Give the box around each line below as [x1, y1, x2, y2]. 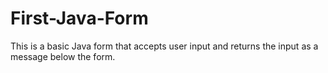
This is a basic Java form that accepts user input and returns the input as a [10, 40, 319, 52]
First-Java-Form [10, 7, 149, 30]
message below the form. [10, 50, 116, 62]
